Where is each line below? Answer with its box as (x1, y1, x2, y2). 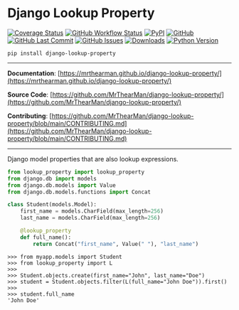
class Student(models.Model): (7, 201, 97, 208)
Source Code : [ (7, 90, 53, 99)
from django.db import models (7, 175, 97, 182)
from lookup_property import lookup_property (7, 169, 144, 176)
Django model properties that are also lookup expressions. (7, 154, 179, 163)
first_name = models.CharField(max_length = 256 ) (20, 208, 164, 215)
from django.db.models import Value (7, 181, 116, 189)
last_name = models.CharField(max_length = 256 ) (20, 215, 161, 222)
